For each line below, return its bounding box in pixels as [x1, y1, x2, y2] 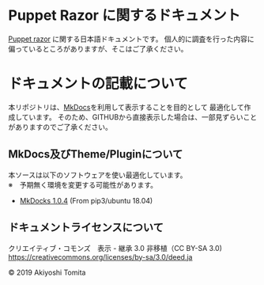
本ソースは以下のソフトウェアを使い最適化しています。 [8, 170, 187, 180]
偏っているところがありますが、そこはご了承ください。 [8, 44, 188, 53]
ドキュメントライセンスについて [8, 221, 164, 234]
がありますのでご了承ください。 [8, 122, 112, 131]
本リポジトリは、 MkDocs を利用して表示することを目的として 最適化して [8, 102, 244, 112]
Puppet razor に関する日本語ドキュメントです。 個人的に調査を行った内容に [8, 34, 255, 44]
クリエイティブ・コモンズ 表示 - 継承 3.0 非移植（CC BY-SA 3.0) [8, 243, 223, 253]
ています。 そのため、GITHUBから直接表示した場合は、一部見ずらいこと [21, 112, 258, 122]
